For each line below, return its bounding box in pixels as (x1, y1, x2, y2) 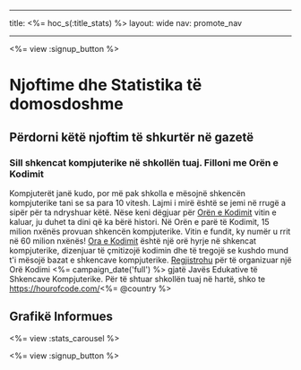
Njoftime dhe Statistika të (9, 75, 202, 95)
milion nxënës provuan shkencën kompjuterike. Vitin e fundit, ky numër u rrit (9, 226, 291, 237)
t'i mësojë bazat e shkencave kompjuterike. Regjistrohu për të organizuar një (9, 254, 292, 265)
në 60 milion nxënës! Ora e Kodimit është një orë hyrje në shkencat (9, 235, 257, 246)
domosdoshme (9, 94, 124, 115)
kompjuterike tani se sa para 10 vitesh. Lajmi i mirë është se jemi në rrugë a (9, 197, 287, 208)
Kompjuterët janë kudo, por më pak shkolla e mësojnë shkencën (9, 187, 246, 198)
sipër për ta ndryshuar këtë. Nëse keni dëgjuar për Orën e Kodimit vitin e (9, 207, 277, 218)
